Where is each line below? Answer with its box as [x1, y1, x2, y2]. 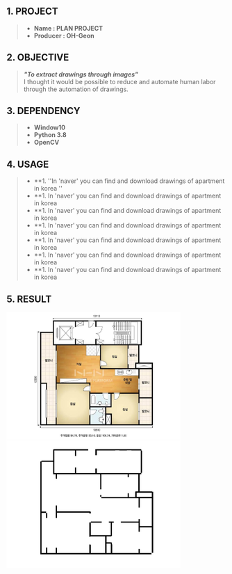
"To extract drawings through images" [23, 70, 138, 79]
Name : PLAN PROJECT [33, 24, 103, 32]
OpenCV [33, 138, 60, 147]
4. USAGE [6, 158, 49, 170]
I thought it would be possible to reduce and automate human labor [23, 77, 216, 86]
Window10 [33, 123, 66, 131]
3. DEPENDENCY [6, 105, 81, 117]
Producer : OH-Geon [33, 31, 94, 40]
